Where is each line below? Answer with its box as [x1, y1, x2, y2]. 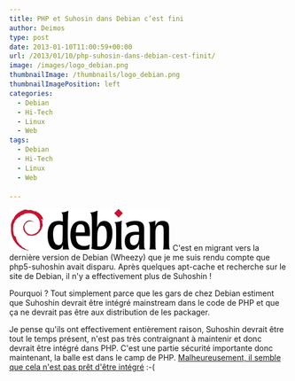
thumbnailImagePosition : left [9, 80, 121, 89]
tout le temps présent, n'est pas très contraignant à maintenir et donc [9, 333, 262, 345]
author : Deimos [9, 23, 66, 33]
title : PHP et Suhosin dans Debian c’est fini [9, 14, 184, 23]
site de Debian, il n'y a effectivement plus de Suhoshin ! [9, 271, 213, 282]
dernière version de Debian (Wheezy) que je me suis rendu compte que [9, 253, 270, 263]
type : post [9, 33, 50, 42]
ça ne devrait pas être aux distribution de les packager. [9, 307, 211, 318]
